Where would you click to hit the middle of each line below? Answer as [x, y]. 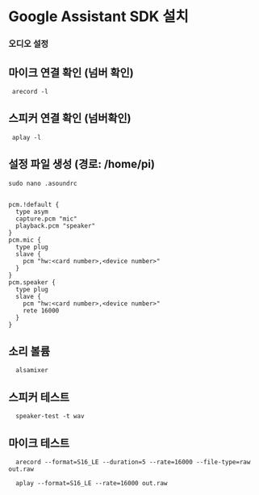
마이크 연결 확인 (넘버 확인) [71, 72]
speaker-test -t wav [50, 417]
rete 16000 [41, 310]
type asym [32, 212]
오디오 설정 [29, 44]
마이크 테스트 [39, 443]
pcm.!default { [34, 204]
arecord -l [30, 91]
